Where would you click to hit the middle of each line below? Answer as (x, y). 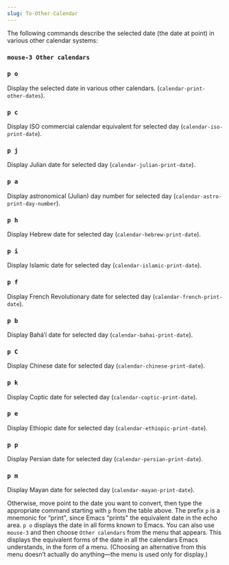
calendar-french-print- (189, 297)
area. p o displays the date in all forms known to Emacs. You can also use (111, 525)
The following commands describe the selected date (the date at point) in (111, 33)
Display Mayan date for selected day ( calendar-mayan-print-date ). (101, 490)
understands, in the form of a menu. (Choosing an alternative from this (107, 547)
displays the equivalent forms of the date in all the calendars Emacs (103, 540)
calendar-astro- (199, 197)
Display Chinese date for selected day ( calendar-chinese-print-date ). (106, 366)
